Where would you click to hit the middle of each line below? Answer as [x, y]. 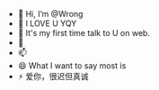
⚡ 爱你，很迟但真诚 [53, 76]
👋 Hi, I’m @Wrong [50, 14]
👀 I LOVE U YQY [47, 23]
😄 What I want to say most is [72, 66]
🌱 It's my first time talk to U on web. [84, 33]
